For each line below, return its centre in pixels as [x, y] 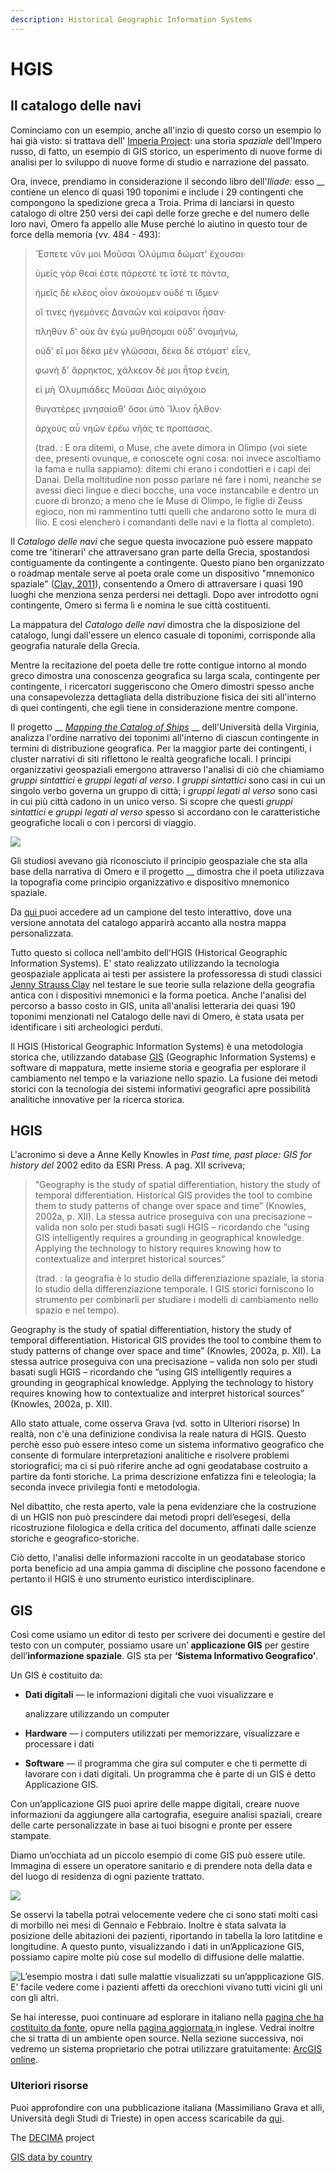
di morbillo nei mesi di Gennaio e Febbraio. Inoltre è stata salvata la [148, 1925]
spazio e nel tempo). [77, 1310]
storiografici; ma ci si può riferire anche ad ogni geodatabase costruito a [159, 1466]
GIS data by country [51, 2157]
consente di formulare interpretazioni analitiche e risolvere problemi [150, 1455]
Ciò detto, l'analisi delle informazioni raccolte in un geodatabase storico [158, 1558]
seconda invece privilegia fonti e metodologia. [105, 1487]
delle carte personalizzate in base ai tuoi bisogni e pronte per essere [151, 1825]
